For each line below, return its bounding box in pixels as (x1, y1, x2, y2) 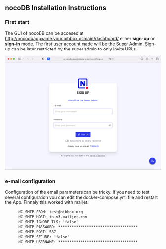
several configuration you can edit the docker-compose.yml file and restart (5, 194, 158, 200)
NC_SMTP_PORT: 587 (18, 230, 56, 235)
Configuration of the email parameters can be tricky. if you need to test (5, 189, 150, 195)
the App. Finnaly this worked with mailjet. (5, 199, 89, 205)
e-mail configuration (5, 178, 56, 185)
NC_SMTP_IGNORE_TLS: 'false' (18, 220, 79, 225)
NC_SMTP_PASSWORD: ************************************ (18, 225, 138, 230)
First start (5, 19, 30, 26)
